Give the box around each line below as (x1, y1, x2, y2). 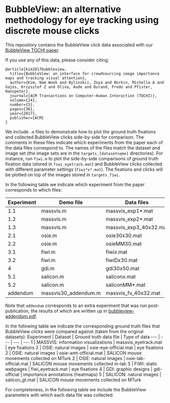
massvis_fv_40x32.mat (105, 289, 160, 296)
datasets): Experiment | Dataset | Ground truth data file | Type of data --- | (5, 334, 160, 340)
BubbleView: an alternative (5, 4, 121, 15)
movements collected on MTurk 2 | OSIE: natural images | (5, 355, 125, 361)
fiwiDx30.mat (105, 256, 138, 263)
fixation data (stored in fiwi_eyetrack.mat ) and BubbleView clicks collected (5, 161, 162, 167)
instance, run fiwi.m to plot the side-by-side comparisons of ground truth (5, 155, 158, 161)
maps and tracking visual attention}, (5, 75, 87, 80)
